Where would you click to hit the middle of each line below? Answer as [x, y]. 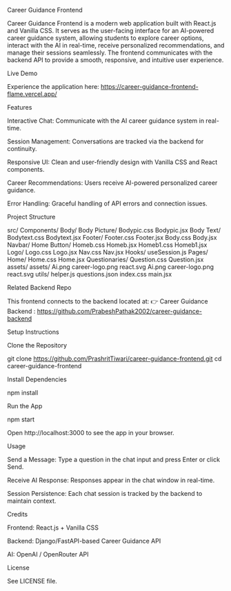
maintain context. [32, 501]
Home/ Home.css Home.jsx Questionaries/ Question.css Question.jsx [106, 259]
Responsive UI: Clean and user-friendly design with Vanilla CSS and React [112, 162]
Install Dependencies [37, 379]
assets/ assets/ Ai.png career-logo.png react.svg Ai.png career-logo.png [111, 267]
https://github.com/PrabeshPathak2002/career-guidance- [119, 311]
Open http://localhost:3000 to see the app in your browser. [91, 433]
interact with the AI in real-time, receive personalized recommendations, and [116, 45]
